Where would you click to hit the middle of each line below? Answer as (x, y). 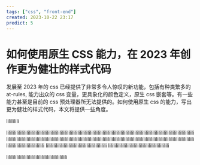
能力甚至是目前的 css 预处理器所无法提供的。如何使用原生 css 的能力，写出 (99, 102)
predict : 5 (20, 23)
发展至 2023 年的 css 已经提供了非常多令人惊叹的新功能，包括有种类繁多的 (99, 87)
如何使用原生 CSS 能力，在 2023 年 (93, 54)
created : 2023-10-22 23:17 (40, 17)
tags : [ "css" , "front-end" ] (41, 12)
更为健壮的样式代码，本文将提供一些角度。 (59, 109)
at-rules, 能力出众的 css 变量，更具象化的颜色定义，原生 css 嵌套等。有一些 (100, 94)
